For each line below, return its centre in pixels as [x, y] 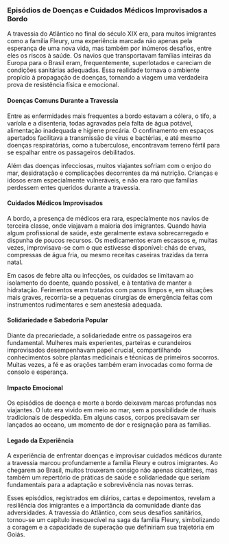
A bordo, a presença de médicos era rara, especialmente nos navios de [108, 218]
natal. [15, 262]
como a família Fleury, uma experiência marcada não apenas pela [100, 41]
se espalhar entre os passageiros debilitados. [71, 152]
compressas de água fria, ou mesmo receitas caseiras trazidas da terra [108, 255]
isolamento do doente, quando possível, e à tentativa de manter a [99, 283]
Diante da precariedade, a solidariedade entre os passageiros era [99, 335]
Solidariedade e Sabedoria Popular [58, 320]
